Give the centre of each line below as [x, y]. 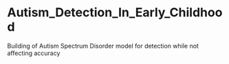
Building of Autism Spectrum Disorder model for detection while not [103, 46]
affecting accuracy [34, 53]
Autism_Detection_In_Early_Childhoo [115, 13]
